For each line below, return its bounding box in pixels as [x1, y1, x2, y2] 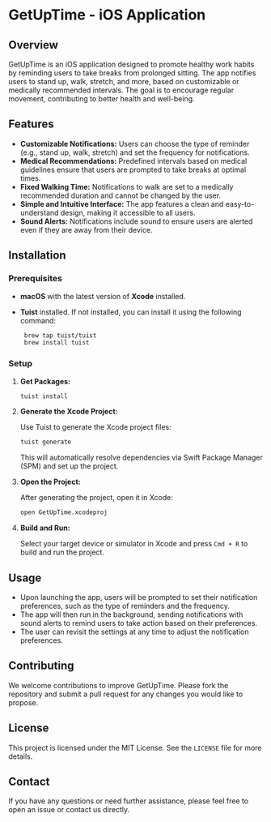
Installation [8, 249, 66, 263]
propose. [8, 697, 39, 707]
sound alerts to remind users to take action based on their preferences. [19, 618, 257, 627]
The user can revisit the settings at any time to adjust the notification [19, 627, 249, 636]
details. [8, 751, 33, 761]
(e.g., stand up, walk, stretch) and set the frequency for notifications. [19, 148, 250, 157]
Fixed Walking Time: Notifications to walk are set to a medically [19, 182, 234, 191]
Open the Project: [19, 477, 81, 487]
